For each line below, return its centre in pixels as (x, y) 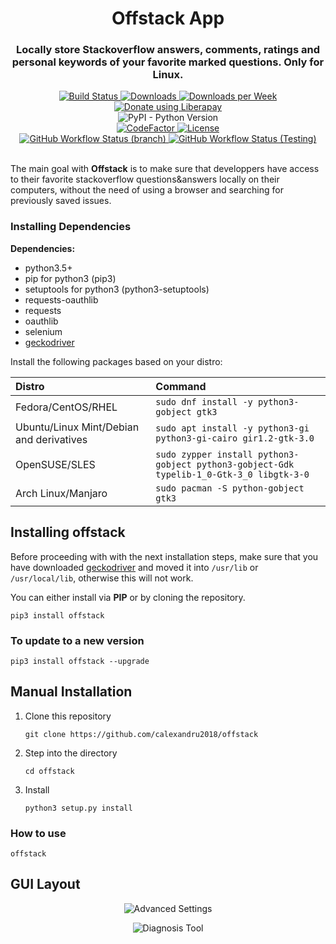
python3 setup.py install (78, 808)
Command (181, 386)
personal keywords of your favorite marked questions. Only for (168, 62)
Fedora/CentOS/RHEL (66, 407)
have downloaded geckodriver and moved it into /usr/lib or (134, 567)
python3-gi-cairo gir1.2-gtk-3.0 (235, 438)
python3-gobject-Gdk (245, 464)
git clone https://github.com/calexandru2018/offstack (141, 734)
